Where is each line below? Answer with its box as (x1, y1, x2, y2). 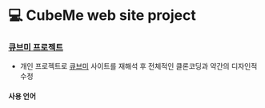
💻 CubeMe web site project (8, 6, 196, 25)
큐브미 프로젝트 (8, 42, 64, 53)
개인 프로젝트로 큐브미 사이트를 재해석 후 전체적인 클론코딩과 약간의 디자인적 (19, 62, 258, 71)
